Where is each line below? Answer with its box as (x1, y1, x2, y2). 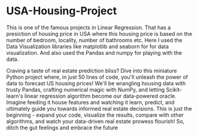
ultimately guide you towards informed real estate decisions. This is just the (6, 105, 193, 112)
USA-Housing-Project (6, 4, 117, 18)
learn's (6, 92, 23, 99)
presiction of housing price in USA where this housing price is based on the (6, 30, 193, 37)
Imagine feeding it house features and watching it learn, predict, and (6, 98, 175, 105)
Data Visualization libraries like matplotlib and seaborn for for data (6, 43, 169, 50)
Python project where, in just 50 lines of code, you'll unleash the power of (6, 73, 188, 80)
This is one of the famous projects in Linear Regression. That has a (6, 24, 171, 31)
